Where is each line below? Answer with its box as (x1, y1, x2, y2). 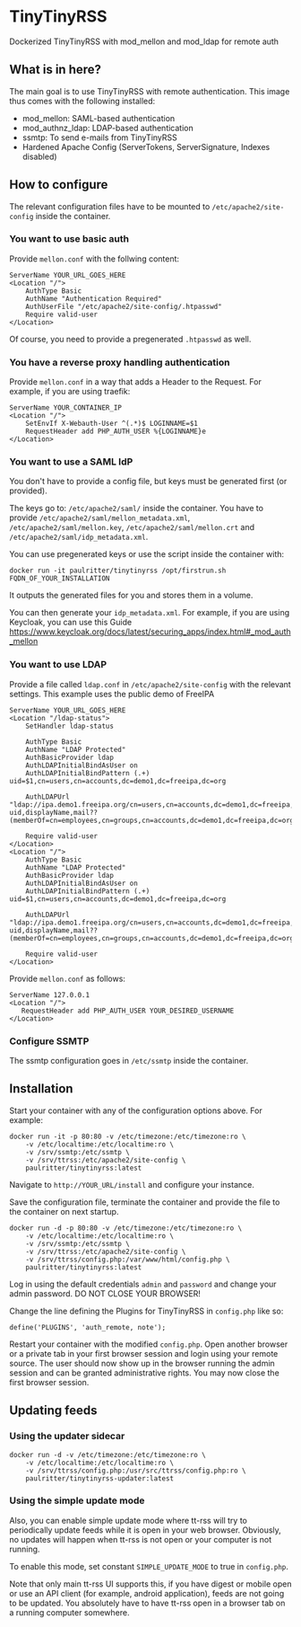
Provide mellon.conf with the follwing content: (9, 253, 180, 264)
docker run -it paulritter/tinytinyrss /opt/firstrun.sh (9, 566, 227, 576)
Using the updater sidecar (9, 1430, 125, 1443)
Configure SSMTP (9, 1035, 90, 1048)
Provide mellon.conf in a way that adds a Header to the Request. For (9, 376, 262, 387)
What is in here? (9, 62, 101, 77)
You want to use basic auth (9, 233, 130, 245)
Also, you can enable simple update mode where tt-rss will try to (9, 1515, 248, 1525)
